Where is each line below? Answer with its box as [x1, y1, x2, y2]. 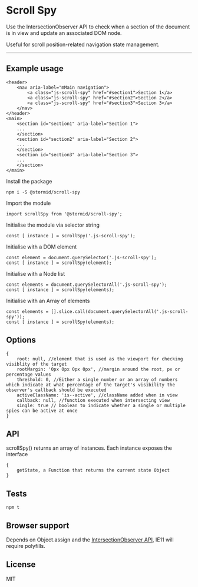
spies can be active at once [6, 408, 78, 414]
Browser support [6, 520, 70, 530]
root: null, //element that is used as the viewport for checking [16, 356, 183, 362]
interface [6, 451, 28, 458]
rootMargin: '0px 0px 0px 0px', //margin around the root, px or [16, 366, 181, 372]
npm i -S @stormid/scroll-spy [6, 189, 81, 195]
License [6, 560, 36, 570]
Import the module [6, 199, 51, 207]
